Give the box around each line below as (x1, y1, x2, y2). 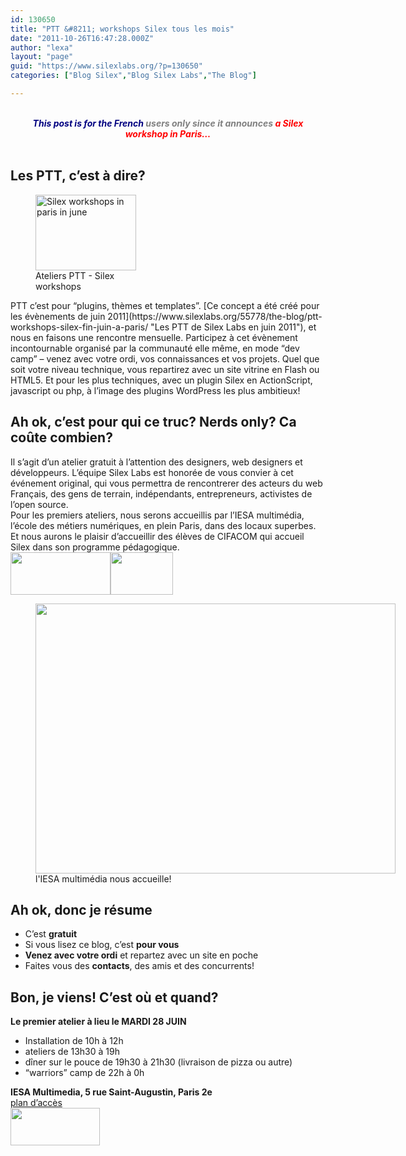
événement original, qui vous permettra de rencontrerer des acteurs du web (10, 477, 323, 489)
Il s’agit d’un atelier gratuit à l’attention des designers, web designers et (10, 456, 303, 468)
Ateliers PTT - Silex (35, 269, 115, 281)
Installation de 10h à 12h (24, 1035, 124, 1047)
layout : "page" (10, 52, 74, 62)
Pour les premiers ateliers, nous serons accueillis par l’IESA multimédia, (10, 509, 305, 521)
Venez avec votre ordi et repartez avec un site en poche (24, 949, 259, 961)
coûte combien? (10, 429, 113, 446)
